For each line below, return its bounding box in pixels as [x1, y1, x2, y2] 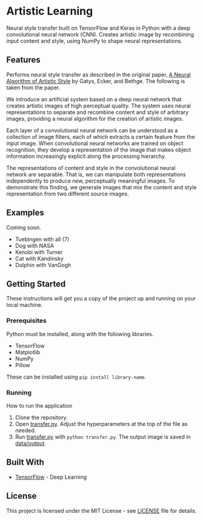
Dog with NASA [15, 241, 55, 249]
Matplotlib [15, 348, 41, 356]
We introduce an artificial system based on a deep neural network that [6, 95, 182, 103]
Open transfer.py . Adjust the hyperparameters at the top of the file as [15, 420, 188, 427]
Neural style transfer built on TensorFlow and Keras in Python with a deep [6, 24, 191, 32]
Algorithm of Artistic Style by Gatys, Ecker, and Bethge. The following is [6, 77, 185, 84]
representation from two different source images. [6, 190, 129, 197]
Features [6, 55, 41, 65]
